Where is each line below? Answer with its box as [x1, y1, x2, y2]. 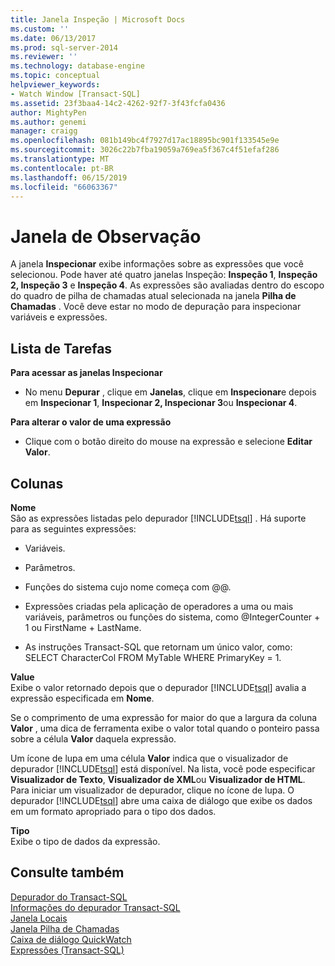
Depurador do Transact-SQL [10, 891, 128, 903]
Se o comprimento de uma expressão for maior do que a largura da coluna [10, 711, 318, 723]
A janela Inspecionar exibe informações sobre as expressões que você [10, 258, 304, 270]
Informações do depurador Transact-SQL [10, 901, 181, 913]
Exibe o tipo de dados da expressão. [10, 835, 161, 847]
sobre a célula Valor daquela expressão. [10, 732, 177, 745]
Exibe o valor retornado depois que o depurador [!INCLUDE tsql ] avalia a [10, 681, 307, 693]
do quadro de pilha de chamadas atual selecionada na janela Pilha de [10, 290, 297, 302]
